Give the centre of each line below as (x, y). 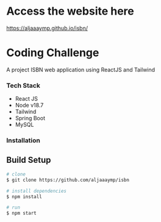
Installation (23, 140)
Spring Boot (30, 118)
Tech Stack (23, 85)
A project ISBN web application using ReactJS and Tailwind (81, 70)
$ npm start (21, 213)
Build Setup (29, 160)
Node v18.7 (29, 106)
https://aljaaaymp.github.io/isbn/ (47, 28)
